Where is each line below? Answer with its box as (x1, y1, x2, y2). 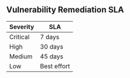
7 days (40, 32, 59, 41)
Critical (9, 32, 30, 41)
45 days (40, 52, 63, 61)
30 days (40, 42, 63, 50)
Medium (9, 52, 33, 61)
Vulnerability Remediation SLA (6, 5, 125, 15)
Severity (9, 22, 34, 31)
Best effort (40, 62, 71, 70)
